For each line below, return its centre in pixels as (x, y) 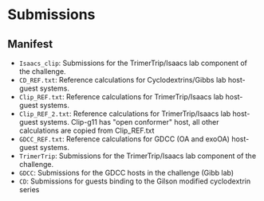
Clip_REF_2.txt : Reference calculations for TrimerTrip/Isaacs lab (125, 114)
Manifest (30, 44)
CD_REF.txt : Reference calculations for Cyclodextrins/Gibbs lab (122, 80)
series (29, 189)
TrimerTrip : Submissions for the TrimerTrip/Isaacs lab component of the (138, 156)
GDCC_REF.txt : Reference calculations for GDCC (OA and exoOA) (124, 139)
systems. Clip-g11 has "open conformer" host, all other (130, 122)
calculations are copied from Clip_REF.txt (87, 130)
